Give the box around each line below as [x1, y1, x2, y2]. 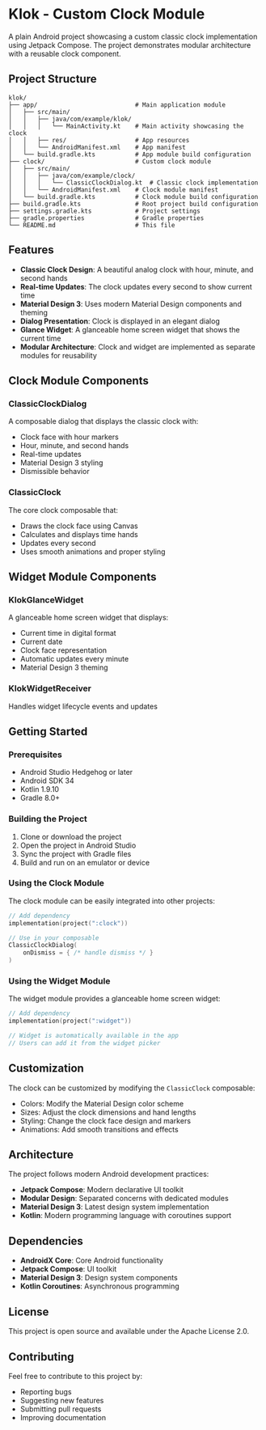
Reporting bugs [19, 1386, 72, 1396]
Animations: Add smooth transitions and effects [19, 1124, 179, 1134]
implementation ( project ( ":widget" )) [8, 1017, 132, 1026]
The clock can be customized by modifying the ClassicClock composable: [8, 1083, 255, 1093]
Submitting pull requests [19, 1404, 102, 1414]
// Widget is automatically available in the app [8, 1032, 179, 1040]
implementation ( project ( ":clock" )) [8, 919, 129, 927]
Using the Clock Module [8, 878, 105, 889]
